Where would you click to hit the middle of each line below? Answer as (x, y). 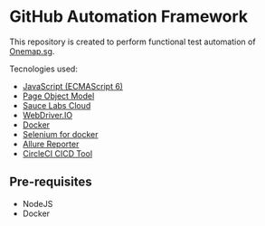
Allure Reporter (51, 144)
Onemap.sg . (32, 51)
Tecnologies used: (44, 69)
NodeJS (38, 203)
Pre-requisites (51, 182)
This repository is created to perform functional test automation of (132, 42)
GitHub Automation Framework (129, 17)
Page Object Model (58, 96)
